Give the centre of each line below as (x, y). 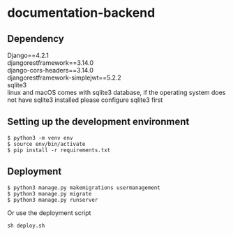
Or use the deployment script (49, 213)
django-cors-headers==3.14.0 (51, 70)
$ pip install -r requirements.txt (59, 150)
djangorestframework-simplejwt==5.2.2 (65, 78)
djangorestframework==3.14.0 (51, 63)
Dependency (36, 39)
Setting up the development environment (98, 122)
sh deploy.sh (26, 226)
